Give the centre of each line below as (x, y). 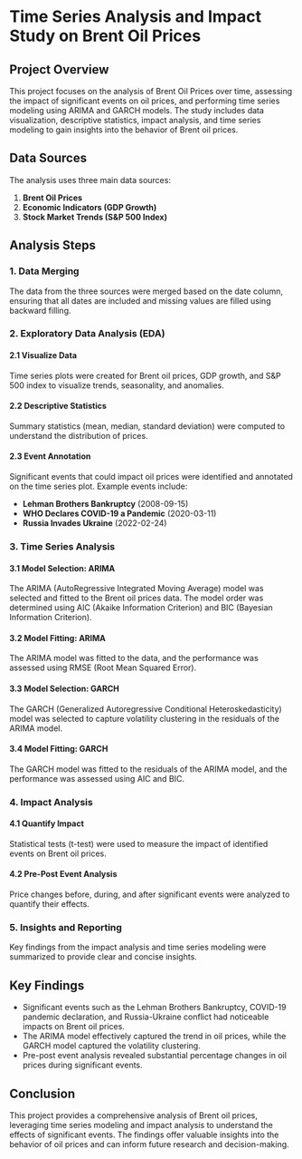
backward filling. (40, 310)
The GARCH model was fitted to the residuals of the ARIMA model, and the (148, 769)
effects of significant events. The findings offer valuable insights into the (144, 1135)
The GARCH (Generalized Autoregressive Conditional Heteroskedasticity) (146, 708)
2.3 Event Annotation (50, 456)
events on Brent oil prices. (58, 853)
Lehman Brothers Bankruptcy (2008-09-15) (105, 504)
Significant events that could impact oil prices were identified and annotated (151, 477)
